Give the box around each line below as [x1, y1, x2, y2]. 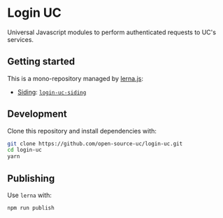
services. [7, 35, 34, 43]
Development [7, 108, 68, 120]
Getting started [7, 56, 75, 68]
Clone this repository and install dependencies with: [7, 126, 157, 135]
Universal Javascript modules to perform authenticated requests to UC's [7, 28, 217, 36]
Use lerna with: [7, 191, 52, 199]
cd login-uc [7, 147, 42, 154]
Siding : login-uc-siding [17, 87, 87, 96]
